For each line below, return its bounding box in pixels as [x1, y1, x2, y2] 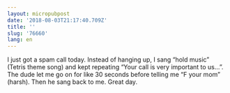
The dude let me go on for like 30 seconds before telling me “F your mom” [7, 71, 221, 79]
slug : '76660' [7, 29, 49, 37]
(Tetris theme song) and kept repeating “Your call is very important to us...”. [7, 63, 224, 71]
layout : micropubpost [7, 10, 70, 17]
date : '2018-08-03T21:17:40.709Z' [7, 17, 108, 24]
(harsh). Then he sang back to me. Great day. [7, 78, 138, 86]
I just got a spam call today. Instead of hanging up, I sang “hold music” [7, 55, 210, 64]
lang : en [7, 36, 33, 43]
